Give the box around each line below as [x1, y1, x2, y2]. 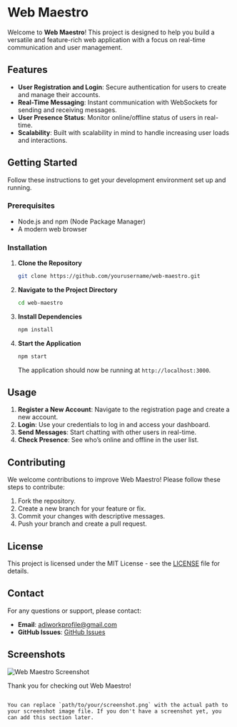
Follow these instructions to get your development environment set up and [7, 176, 226, 184]
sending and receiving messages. [17, 105, 118, 114]
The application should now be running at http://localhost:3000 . [17, 366, 211, 374]
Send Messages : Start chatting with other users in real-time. [17, 428, 197, 436]
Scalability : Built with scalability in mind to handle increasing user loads [17, 128, 230, 136]
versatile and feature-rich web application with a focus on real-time [7, 35, 206, 44]
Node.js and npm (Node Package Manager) [17, 217, 146, 226]
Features [7, 64, 48, 76]
